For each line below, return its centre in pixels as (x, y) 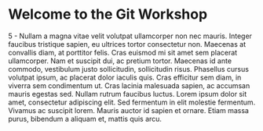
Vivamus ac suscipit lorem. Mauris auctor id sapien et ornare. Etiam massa (129, 110)
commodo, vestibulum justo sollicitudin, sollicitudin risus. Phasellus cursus (129, 69)
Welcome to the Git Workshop (108, 14)
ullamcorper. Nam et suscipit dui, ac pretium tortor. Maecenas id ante (120, 61)
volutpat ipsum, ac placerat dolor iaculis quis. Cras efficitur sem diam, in (125, 77)
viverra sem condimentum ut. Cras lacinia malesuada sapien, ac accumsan (129, 85)
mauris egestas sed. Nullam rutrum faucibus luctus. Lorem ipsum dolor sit (128, 94)
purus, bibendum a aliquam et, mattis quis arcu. (85, 119)
